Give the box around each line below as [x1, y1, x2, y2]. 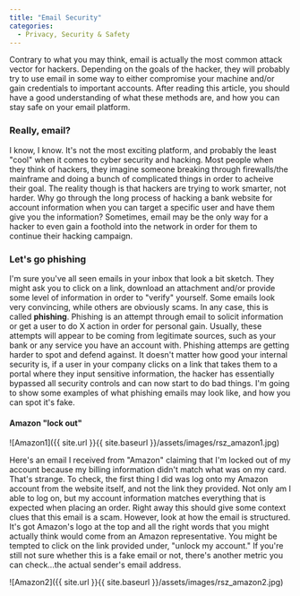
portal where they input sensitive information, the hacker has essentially [9, 368, 275, 379]
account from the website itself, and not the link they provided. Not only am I [9, 483, 291, 494]
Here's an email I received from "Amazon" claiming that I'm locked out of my [9, 454, 291, 466]
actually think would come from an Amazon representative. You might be [9, 531, 278, 542]
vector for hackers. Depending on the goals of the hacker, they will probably [9, 64, 290, 74]
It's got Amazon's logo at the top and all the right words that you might [9, 522, 270, 532]
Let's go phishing [9, 253, 87, 265]
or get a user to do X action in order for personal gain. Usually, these [9, 320, 262, 332]
